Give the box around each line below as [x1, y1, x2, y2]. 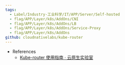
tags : [5, 7, 16, 12]
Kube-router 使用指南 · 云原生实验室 [19, 54, 93, 60]
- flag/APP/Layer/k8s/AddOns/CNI [9, 16, 79, 21]
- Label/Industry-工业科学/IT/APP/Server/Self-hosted [9, 12, 120, 17]
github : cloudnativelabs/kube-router [5, 35, 83, 40]
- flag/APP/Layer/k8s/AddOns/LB [9, 21, 77, 26]
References [12, 48, 36, 55]
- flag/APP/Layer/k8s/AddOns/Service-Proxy [9, 26, 101, 31]
